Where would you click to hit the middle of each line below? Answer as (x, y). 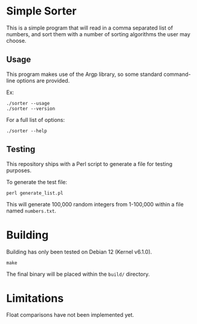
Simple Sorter (41, 11)
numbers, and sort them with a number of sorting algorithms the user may (98, 34)
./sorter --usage (28, 103)
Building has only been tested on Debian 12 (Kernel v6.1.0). (79, 252)
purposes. (19, 170)
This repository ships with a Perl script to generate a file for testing (89, 164)
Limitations (35, 298)
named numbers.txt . (31, 211)
